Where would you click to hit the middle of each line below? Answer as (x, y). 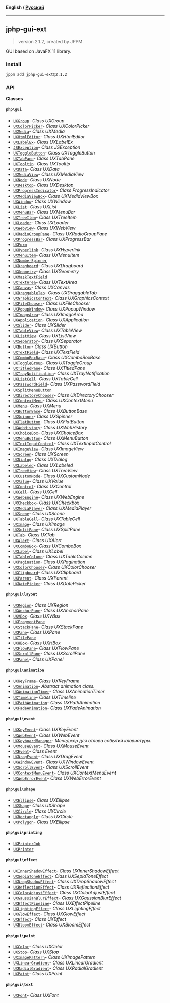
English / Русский (25, 7)
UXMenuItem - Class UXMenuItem (46, 255)
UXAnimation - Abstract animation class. (54, 686)
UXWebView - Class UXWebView (44, 228)
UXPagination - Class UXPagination (49, 562)
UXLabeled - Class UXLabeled (43, 465)
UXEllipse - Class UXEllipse (41, 800)
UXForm (20, 245)
